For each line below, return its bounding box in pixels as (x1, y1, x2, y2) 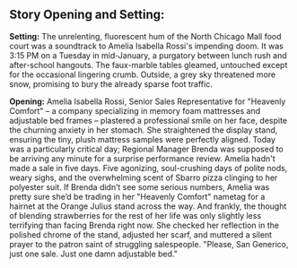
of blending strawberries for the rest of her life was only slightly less (9, 210, 262, 220)
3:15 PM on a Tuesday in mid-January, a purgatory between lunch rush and (9, 49, 287, 61)
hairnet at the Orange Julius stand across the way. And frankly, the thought (9, 201, 287, 212)
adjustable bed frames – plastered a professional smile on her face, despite (9, 115, 288, 125)
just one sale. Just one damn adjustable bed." (9, 248, 178, 259)
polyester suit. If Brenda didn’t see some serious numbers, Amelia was (9, 181, 270, 192)
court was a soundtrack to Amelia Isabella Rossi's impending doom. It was (9, 40, 284, 51)
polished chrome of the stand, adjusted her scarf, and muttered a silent (9, 229, 272, 240)
